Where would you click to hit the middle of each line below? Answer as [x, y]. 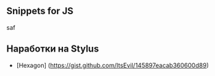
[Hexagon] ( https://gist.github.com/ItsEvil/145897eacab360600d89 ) [113, 65]
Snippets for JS [40, 11]
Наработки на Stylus [53, 49]
